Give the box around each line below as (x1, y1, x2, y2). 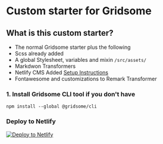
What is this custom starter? (6, 28, 114, 38)
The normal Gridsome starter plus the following (14, 43, 131, 51)
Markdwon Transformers (14, 62, 76, 70)
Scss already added (14, 50, 64, 57)
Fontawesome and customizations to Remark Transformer (14, 76, 157, 82)
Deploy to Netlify (6, 117, 56, 126)
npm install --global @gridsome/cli (6, 104, 97, 109)
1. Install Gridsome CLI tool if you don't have (6, 90, 136, 98)
